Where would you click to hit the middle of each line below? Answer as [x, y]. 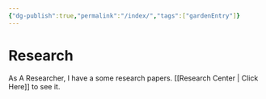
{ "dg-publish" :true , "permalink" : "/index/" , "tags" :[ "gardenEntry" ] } [125, 16]
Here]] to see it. [34, 86]
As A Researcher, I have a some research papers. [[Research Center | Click [133, 78]
